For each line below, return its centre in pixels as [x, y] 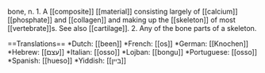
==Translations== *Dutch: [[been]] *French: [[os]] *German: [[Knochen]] [128, 44]
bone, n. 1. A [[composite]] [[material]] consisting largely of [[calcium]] [123, 12]
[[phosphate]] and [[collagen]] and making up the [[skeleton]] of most [121, 20]
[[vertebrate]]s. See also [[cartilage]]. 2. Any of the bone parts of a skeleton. [132, 28]
